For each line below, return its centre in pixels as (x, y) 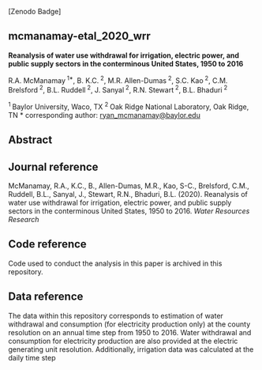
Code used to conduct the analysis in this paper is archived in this (115, 263)
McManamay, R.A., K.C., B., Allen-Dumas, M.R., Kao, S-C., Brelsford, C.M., (129, 186)
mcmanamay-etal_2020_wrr (80, 36)
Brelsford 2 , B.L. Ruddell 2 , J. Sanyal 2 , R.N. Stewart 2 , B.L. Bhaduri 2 (118, 89)
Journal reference (53, 166)
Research (24, 219)
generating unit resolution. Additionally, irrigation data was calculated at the (131, 349)
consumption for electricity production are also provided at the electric (123, 341)
